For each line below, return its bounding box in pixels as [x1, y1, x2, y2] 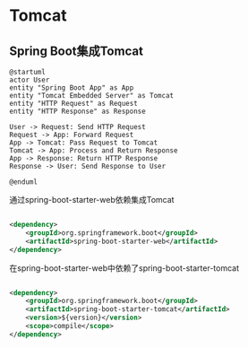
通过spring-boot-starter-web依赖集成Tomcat [9, 195, 175, 204]
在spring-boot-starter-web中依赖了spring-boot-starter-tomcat [9, 262, 240, 274]
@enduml [9, 178, 38, 187]
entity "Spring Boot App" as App [9, 83, 134, 92]
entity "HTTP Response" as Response [9, 107, 146, 116]
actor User [9, 75, 50, 84]
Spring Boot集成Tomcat [9, 43, 143, 58]
